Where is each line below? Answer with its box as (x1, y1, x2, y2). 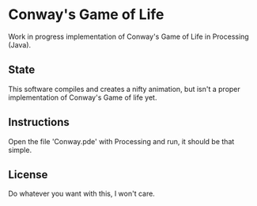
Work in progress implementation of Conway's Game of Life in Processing (8, 32, 249, 41)
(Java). (8, 40, 32, 49)
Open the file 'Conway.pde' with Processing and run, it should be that (8, 136, 235, 146)
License (8, 168, 48, 181)
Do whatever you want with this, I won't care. (8, 189, 156, 199)
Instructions (8, 116, 70, 129)
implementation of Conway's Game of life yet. (8, 93, 157, 102)
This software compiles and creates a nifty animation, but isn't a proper (8, 84, 241, 93)
